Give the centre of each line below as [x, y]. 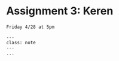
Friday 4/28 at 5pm [30, 27]
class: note [21, 42]
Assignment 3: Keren [60, 11]
